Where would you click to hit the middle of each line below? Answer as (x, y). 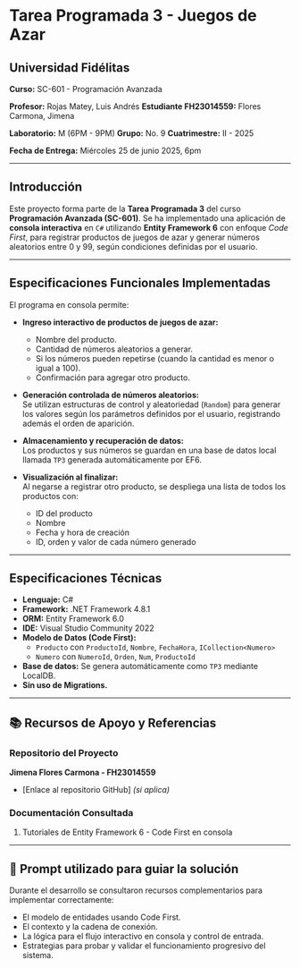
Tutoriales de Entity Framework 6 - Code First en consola (127, 832)
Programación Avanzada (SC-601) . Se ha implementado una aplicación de (147, 218)
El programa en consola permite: (69, 304)
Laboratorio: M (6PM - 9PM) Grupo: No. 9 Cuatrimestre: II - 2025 (132, 133)
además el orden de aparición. (78, 423)
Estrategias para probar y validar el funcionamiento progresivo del (144, 946)
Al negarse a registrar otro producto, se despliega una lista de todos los (154, 486)
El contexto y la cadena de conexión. (90, 927)
